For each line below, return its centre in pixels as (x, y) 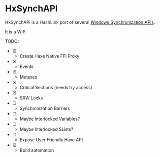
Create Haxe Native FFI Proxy (49, 56)
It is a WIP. (16, 31)
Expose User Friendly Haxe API (51, 140)
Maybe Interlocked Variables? (50, 119)
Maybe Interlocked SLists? (47, 129)
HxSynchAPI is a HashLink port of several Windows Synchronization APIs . (80, 22)
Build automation (37, 150)
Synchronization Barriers (45, 108)
